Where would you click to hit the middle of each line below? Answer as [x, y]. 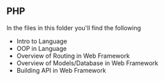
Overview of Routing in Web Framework [73, 56]
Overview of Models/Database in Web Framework [87, 63]
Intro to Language [42, 41]
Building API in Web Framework [61, 70]
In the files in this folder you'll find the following [74, 27]
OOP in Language [41, 48]
